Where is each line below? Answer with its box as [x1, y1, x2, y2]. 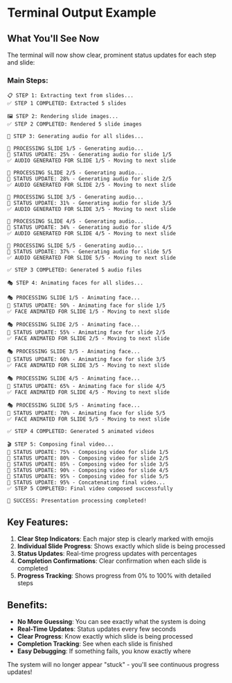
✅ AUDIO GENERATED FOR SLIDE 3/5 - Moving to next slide [7, 206, 177, 213]
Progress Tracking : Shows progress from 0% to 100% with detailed [17, 571, 211, 580]
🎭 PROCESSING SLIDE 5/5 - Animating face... [7, 402, 141, 409]
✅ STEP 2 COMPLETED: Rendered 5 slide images [7, 121, 142, 128]
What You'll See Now [7, 33, 100, 44]
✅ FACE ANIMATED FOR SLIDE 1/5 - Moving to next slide [7, 308, 170, 315]
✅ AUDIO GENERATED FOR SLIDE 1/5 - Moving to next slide [7, 158, 177, 165]
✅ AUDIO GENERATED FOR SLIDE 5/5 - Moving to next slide [7, 255, 177, 262]
